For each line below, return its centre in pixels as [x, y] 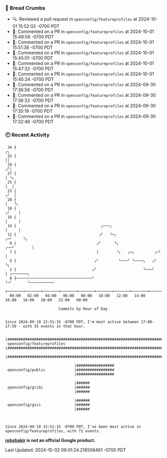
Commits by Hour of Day [83, 309]
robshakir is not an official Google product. [50, 440]
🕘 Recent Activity [27, 135]
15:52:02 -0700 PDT [39, 26]
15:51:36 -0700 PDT [33, 47]
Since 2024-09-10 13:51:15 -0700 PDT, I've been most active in [73, 427]
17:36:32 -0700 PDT [33, 101]
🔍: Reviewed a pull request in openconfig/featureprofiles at [75, 19]
